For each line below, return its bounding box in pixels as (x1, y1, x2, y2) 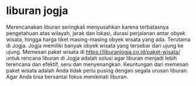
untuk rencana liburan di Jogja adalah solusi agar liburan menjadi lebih (6, 54, 177, 61)
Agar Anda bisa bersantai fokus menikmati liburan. (6, 73, 128, 80)
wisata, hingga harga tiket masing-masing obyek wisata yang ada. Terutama (6, 36, 191, 43)
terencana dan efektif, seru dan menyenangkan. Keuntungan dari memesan (6, 60, 189, 68)
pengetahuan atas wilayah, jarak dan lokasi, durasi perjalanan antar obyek (6, 29, 185, 36)
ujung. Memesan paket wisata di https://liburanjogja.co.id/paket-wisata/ (6, 48, 181, 55)
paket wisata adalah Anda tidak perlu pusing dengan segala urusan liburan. (6, 67, 188, 74)
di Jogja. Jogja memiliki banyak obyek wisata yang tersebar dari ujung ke (6, 42, 184, 49)
